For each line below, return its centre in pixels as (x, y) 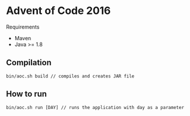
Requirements (23, 27)
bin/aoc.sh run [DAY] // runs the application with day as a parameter (95, 107)
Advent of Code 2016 (58, 11)
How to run (27, 94)
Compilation (29, 63)
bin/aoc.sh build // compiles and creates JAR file (70, 76)
